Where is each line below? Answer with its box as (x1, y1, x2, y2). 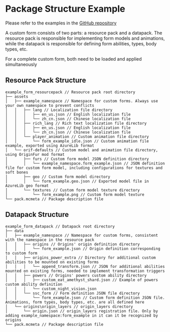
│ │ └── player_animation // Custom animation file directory (5, 134, 149, 139)
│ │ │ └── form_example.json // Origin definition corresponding (5, 246, 160, 251)
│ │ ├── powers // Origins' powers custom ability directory (5, 273, 147, 278)
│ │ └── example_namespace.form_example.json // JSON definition (5, 161, 165, 166)
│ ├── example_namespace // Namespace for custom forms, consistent (5, 233, 158, 238)
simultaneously (5, 61, 37, 67)
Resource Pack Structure (5, 76, 87, 85)
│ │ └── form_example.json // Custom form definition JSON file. (5, 295, 165, 300)
